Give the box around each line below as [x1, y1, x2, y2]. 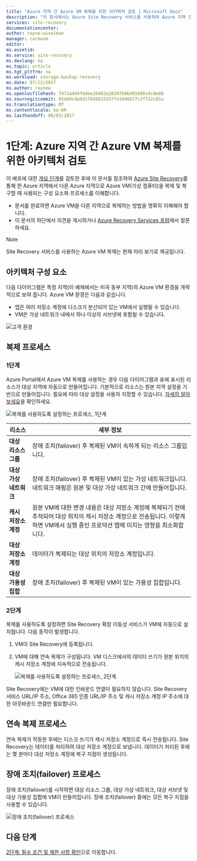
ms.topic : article [6, 63, 51, 69]
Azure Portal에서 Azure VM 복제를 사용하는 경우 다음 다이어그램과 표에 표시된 [6, 376, 185, 383]
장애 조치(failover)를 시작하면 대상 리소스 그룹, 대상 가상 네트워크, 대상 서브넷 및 [6, 786, 189, 793]
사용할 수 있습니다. [6, 800, 49, 807]
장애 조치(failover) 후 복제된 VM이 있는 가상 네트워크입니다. [32, 475, 188, 483]
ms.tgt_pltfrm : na [6, 69, 51, 75]
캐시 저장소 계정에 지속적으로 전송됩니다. [14, 660, 107, 668]
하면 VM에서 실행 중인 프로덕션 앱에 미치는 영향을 [32, 521, 161, 529]
